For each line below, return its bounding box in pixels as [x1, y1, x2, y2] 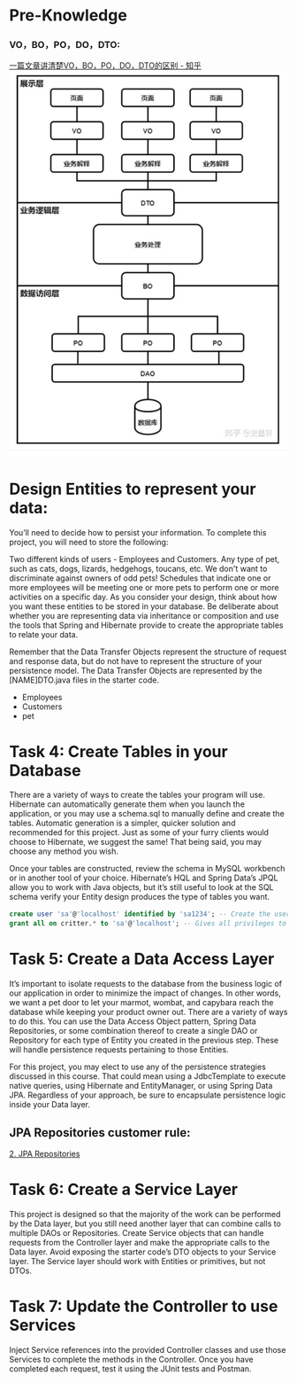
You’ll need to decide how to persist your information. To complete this [9, 527, 267, 537]
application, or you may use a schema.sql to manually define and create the [9, 809, 285, 819]
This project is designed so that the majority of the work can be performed [9, 1208, 281, 1219]
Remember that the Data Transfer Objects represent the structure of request [9, 646, 287, 657]
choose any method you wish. [9, 846, 119, 856]
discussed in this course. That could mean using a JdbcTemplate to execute [9, 1071, 286, 1082]
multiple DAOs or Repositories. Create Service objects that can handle [9, 1227, 264, 1238]
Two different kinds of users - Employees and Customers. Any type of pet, [9, 553, 280, 564]
